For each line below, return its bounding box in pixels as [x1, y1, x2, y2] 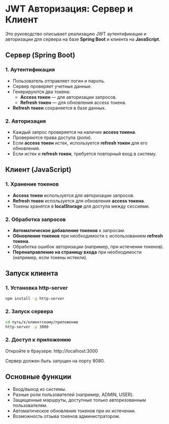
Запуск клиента [5, 269, 58, 278]
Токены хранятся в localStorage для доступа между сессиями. [12, 203, 150, 209]
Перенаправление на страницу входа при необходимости [12, 249, 142, 255]
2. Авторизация [5, 118, 46, 125]
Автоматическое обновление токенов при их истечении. [12, 408, 136, 414]
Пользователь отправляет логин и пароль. [12, 77, 106, 84]
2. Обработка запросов [5, 216, 66, 223]
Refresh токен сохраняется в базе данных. [12, 105, 106, 111]
